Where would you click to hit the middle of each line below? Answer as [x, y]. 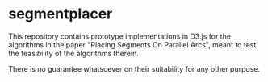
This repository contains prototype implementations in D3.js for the [120, 36]
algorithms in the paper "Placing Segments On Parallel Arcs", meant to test [132, 44]
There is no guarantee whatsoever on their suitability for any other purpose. [134, 68]
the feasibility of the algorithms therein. [73, 53]
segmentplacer [61, 14]
